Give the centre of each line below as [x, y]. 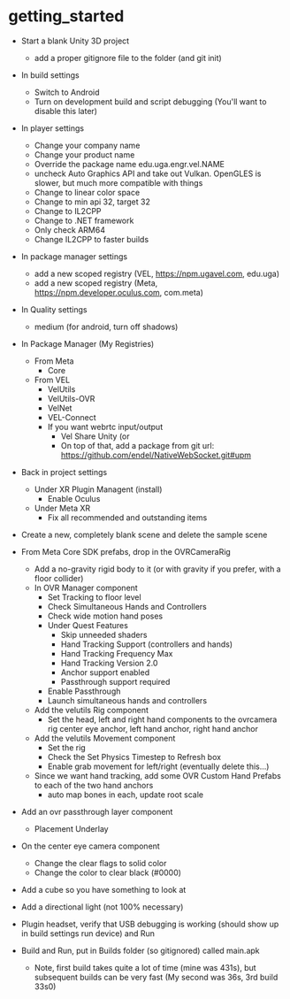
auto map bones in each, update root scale [126, 795]
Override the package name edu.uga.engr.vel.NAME [129, 164]
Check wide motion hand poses [105, 616]
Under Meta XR [62, 508]
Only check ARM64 [69, 230]
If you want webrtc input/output [105, 426]
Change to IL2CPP [68, 211]
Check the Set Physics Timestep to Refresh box [134, 757]
